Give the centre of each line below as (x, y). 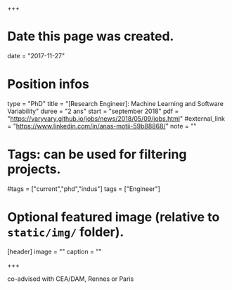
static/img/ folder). (66, 232)
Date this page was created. (91, 37)
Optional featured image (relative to (114, 217)
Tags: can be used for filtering (97, 154)
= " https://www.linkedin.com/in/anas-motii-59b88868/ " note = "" (102, 126)
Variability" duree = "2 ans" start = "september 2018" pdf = (93, 111)
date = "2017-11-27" (36, 55)
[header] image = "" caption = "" (54, 251)
